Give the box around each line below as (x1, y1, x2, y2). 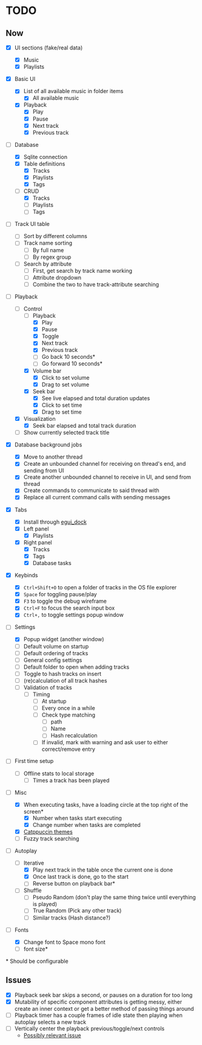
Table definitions (23, 160, 66, 167)
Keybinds (14, 572, 38, 579)
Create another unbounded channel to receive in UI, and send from (23, 473, 192, 481)
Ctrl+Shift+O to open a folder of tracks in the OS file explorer (23, 584, 177, 591)
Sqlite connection (23, 153, 68, 160)
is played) (32, 901, 58, 908)
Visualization (23, 415, 56, 422)
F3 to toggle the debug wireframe (23, 597, 107, 605)
